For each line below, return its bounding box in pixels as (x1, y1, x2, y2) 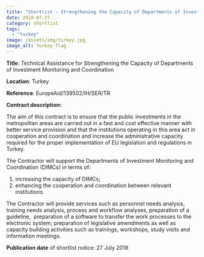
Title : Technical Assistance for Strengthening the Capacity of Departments (6, 59, 193, 67)
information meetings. (6, 232, 61, 239)
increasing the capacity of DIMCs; (15, 175, 101, 182)
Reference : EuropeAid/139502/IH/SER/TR (6, 89, 110, 97)
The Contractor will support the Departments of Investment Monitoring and (6, 157, 194, 164)
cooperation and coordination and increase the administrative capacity (6, 132, 183, 140)
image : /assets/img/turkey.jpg (6, 37, 86, 43)
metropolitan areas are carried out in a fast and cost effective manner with (6, 119, 192, 126)
